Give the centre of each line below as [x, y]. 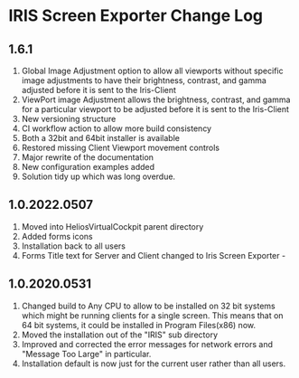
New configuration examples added [88, 167]
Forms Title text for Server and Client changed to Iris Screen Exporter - [154, 255]
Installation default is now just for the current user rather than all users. [154, 364]
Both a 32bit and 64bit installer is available [100, 138]
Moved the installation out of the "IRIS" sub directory [120, 335]
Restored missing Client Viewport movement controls [121, 147]
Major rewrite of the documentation [88, 157]
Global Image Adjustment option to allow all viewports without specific [152, 71]
